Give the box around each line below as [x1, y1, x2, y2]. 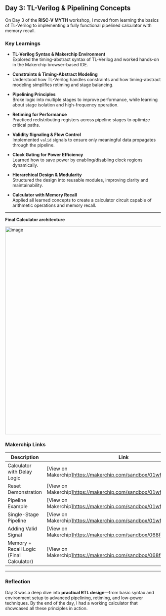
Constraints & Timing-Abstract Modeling [12, 71, 98, 77]
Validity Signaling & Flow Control [12, 132, 81, 138]
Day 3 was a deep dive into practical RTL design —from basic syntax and [5, 589, 154, 595]
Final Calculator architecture [5, 217, 65, 223]
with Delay [7, 469, 32, 475]
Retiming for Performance [12, 111, 67, 118]
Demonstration [7, 489, 42, 496]
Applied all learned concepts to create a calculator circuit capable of [12, 197, 152, 203]
